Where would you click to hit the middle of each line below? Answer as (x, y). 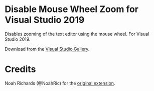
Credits (20, 69)
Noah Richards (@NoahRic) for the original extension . (60, 83)
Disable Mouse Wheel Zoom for (72, 9)
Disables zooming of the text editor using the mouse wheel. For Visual (77, 34)
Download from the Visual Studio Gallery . (47, 49)
